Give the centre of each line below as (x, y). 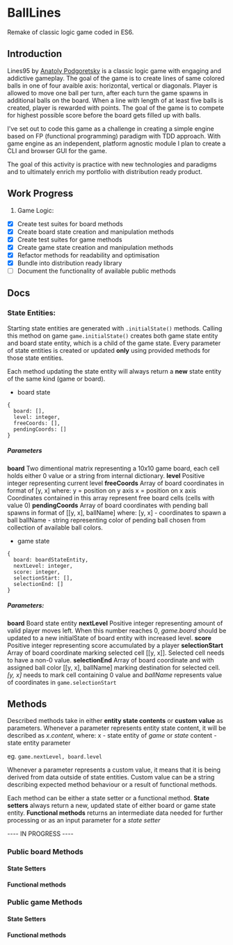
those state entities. (35, 358)
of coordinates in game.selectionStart (62, 682)
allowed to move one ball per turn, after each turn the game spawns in (108, 93)
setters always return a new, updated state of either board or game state (112, 806)
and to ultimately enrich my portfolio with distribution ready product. (105, 171)
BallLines (34, 13)
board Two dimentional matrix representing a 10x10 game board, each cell (113, 468)
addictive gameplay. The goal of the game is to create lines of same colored (116, 78)
